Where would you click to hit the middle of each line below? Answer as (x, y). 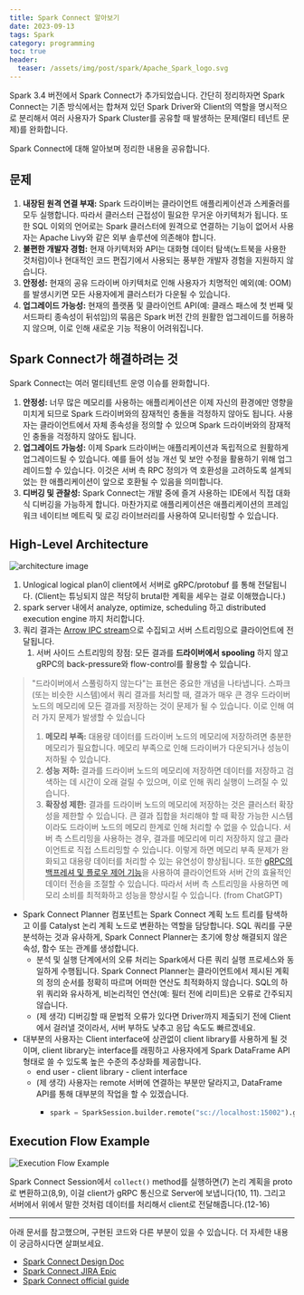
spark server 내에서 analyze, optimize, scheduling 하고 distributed (144, 607)
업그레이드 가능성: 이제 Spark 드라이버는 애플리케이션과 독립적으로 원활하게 (156, 447)
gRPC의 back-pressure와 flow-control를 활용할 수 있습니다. (143, 664)
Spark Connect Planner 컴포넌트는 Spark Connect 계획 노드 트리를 (143, 914)
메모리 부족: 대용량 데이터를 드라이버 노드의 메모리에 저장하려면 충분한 (168, 737)
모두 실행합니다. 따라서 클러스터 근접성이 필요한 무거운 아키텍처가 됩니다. (150, 215)
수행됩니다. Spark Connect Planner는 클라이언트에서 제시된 (166, 971)
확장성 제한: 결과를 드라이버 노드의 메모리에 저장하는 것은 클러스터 (161, 805)
